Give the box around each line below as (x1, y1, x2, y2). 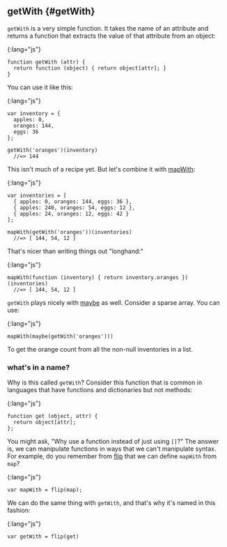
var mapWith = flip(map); (7, 486, 82, 494)
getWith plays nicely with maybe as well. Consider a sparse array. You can (7, 298, 221, 306)
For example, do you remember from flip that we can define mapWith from (7, 452, 217, 460)
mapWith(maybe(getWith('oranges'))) (7, 333, 113, 340)
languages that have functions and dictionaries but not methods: (7, 386, 193, 394)
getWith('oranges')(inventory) (7, 147, 98, 153)
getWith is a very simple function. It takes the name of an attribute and (7, 24, 209, 32)
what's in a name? (7, 362, 70, 372)
